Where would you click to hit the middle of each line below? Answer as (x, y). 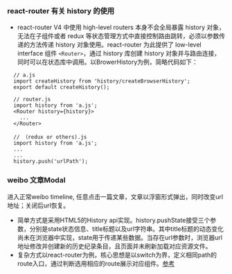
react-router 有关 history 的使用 (61, 10)
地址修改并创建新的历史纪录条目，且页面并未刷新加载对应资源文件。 (114, 246)
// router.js (32, 100)
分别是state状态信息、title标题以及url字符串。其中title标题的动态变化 (126, 229)
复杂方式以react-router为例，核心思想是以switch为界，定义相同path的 (117, 255)
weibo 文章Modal (36, 180)
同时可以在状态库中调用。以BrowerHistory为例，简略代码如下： (108, 62)
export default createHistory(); (62, 87)
